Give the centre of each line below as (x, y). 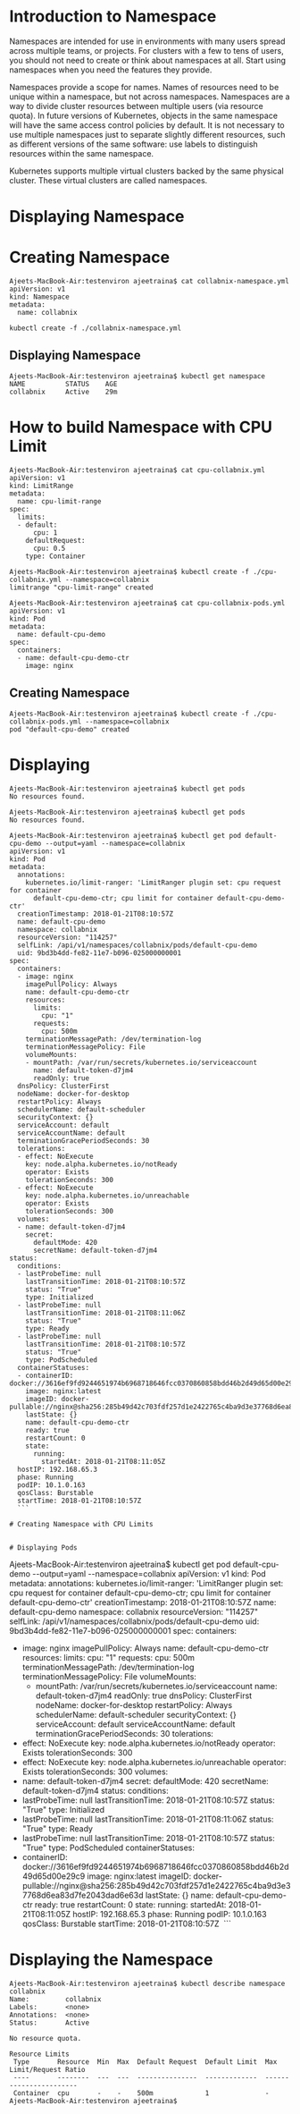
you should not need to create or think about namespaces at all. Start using (148, 60)
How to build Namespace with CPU (141, 427)
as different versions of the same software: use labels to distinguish (134, 144)
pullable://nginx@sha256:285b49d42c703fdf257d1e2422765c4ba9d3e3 (156, 1885)
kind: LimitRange (42, 486)
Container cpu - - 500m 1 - (141, 2093)
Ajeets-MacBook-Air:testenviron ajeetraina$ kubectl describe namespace (147, 1983)
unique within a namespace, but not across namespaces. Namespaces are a (150, 97)
